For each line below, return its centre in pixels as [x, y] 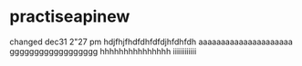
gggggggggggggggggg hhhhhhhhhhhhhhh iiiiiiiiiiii [103, 51]
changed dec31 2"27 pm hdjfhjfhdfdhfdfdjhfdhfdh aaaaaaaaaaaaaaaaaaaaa [151, 42]
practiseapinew [70, 17]
